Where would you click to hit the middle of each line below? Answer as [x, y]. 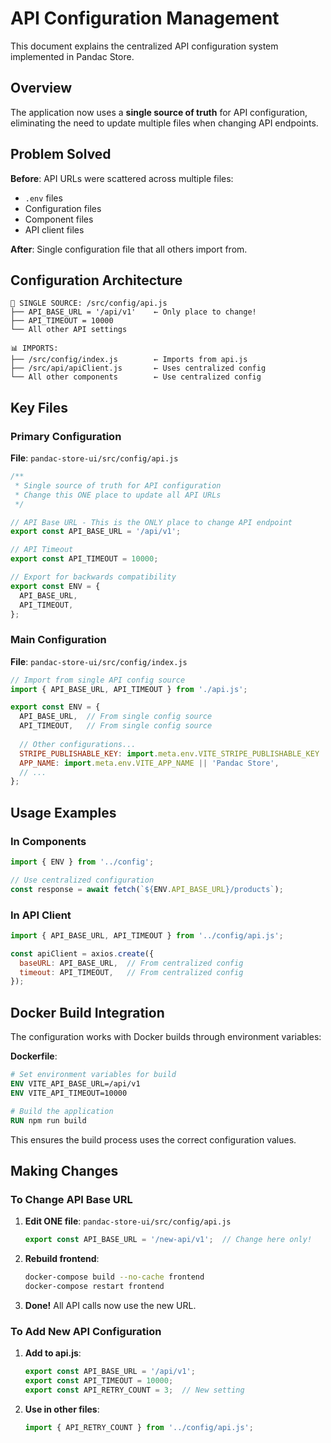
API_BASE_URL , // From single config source [116, 717]
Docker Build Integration [87, 1012]
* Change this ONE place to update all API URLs [118, 495]
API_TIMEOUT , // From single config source [116, 726]
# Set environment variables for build [93, 1075]
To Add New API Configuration [86, 1331]
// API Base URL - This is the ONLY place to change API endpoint [151, 522]
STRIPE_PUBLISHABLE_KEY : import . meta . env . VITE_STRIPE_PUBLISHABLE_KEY [169, 753]
